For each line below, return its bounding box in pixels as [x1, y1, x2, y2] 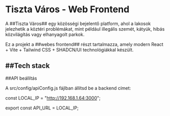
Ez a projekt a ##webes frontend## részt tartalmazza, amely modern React [5, 41, 163, 47]
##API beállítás [5, 75, 37, 81]
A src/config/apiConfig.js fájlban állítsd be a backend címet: [5, 85, 131, 91]
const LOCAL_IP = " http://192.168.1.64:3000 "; [5, 95, 101, 101]
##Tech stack [5, 61, 50, 70]
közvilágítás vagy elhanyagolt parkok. [5, 31, 85, 37]
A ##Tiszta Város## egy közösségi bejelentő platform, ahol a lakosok [5, 20, 151, 27]
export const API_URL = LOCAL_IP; [5, 105, 79, 111]
